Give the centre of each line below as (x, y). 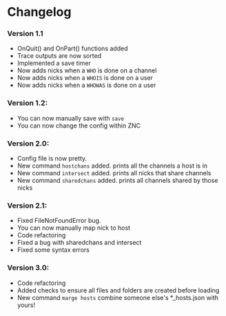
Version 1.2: (28, 103)
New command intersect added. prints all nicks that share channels (114, 173)
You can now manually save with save (71, 118)
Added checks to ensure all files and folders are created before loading (118, 290)
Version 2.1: (27, 206)
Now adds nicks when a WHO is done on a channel (87, 70)
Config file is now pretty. (52, 159)
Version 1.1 (25, 34)
